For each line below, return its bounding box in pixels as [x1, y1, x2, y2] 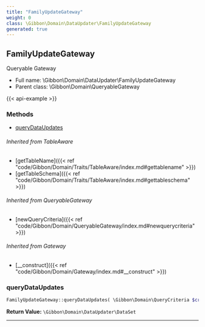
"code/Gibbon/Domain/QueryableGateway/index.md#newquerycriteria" [15, 222, 195, 229]
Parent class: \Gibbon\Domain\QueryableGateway [15, 83, 140, 90]
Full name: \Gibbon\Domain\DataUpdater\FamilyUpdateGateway [15, 77, 176, 84]
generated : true [6, 26, 48, 32]
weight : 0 [6, 15, 32, 21]
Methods [6, 110, 34, 118]
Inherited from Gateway [6, 242, 66, 250]
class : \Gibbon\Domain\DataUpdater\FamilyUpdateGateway [6, 20, 151, 26]
